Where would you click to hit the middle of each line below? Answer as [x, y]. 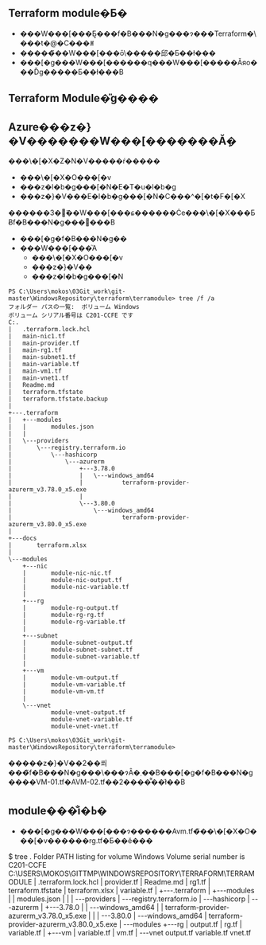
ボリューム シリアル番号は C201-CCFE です [71, 316]
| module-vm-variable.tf [74, 685]
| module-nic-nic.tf [67, 573]
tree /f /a [197, 299]
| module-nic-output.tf [73, 580]
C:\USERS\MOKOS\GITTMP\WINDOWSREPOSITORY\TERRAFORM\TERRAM [132, 873]
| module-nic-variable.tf [76, 588]
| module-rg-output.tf [71, 608]
